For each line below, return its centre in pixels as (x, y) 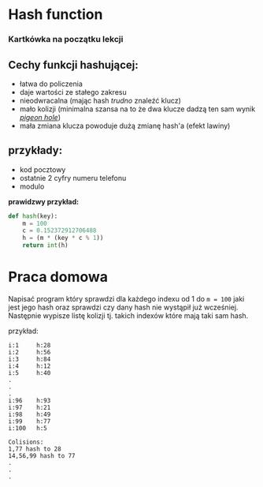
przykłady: (35, 150)
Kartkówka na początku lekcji (66, 39)
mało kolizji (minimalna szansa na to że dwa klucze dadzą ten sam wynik (137, 109)
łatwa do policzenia (51, 84)
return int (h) (45, 245)
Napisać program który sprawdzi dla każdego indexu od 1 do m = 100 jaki (126, 299)
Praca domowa (58, 277)
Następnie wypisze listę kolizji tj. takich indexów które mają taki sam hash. (128, 316)
